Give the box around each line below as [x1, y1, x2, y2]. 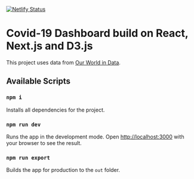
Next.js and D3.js [6, 39, 93, 53]
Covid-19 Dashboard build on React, [6, 27, 189, 40]
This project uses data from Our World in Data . [6, 58, 121, 66]
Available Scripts [6, 76, 70, 87]
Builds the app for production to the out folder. [6, 166, 121, 174]
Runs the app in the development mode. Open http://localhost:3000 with [6, 133, 184, 140]
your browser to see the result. [6, 139, 82, 146]
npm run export [6, 154, 51, 161]
